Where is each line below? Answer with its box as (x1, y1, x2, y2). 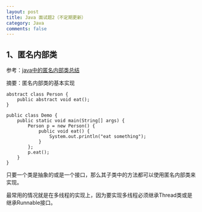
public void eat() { (38, 128, 90, 134)
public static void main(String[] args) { (17, 118, 125, 124)
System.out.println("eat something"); (49, 134, 147, 140)
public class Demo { (6, 113, 58, 119)
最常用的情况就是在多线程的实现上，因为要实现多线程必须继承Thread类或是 (6, 192, 193, 199)
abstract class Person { (6, 92, 69, 98)
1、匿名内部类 (6, 49, 58, 60)
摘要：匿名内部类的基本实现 (6, 79, 75, 87)
